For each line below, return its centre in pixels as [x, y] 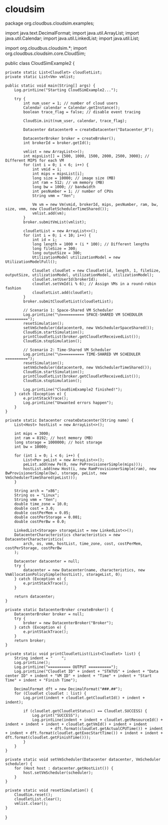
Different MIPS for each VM [35, 160]
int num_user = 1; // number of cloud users [71, 103]
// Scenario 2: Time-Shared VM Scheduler [67, 350]
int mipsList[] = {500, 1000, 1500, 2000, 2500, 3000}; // [87, 156]
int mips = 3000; [32, 433]
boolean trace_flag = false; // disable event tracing [82, 112]
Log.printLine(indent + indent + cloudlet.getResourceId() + [98, 720]
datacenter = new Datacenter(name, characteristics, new [84, 570]
